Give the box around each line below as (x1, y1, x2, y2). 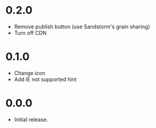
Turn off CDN (14, 29, 47, 36)
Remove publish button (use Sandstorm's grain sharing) (14, 23, 150, 30)
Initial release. (14, 116, 48, 123)
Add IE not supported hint (14, 76, 77, 83)
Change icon (14, 69, 45, 77)
